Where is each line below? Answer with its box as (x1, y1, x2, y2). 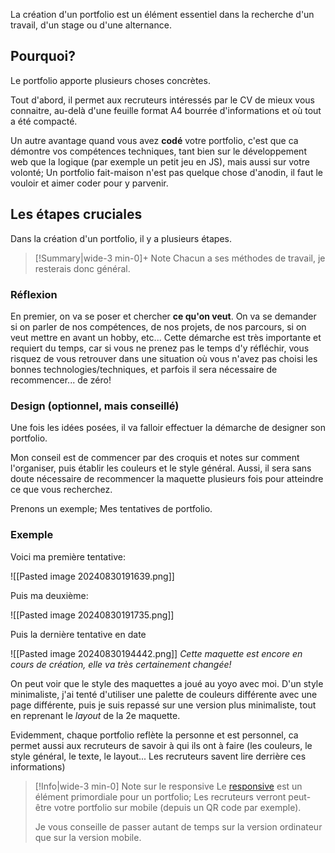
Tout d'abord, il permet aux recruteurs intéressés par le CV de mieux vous (10, 94, 315, 106)
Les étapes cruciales (10, 206, 143, 223)
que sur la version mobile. (34, 831, 142, 843)
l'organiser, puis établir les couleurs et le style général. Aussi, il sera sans (10, 462, 312, 474)
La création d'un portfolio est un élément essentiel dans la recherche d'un (10, 9, 315, 20)
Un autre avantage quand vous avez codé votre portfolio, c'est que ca (10, 134, 299, 146)
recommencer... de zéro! (10, 374, 112, 386)
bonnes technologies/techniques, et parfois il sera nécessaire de (10, 363, 278, 375)
